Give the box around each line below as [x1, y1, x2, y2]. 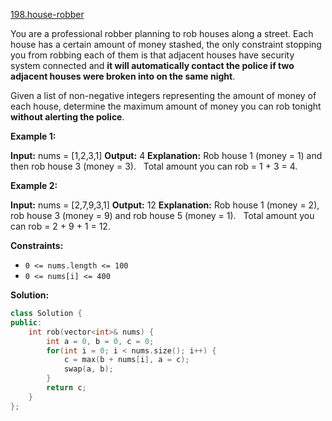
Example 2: [10, 180, 58, 191]
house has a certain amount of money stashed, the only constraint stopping [10, 39, 322, 50]
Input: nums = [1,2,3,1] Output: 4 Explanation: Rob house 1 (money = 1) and [10, 150, 323, 161]
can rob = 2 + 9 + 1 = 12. [10, 220, 111, 232]
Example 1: [10, 130, 57, 142]
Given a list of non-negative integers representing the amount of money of [10, 90, 317, 101]
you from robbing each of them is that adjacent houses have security [10, 49, 295, 61]
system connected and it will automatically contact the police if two [10, 60, 295, 71]
